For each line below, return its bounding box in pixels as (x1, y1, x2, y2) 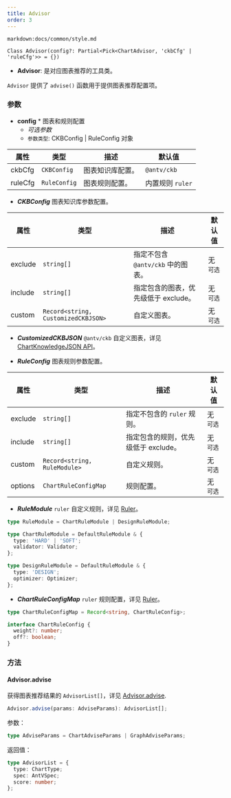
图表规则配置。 (83, 178, 132, 188)
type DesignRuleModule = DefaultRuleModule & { (7, 563, 146, 569)
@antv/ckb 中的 (133, 260, 181, 269)
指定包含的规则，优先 (126, 432, 195, 441)
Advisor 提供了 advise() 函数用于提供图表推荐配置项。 (7, 81, 162, 90)
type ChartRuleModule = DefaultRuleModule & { (7, 531, 143, 538)
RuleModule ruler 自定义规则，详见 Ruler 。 (16, 504, 142, 513)
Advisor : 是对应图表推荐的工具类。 (16, 66, 117, 74)
